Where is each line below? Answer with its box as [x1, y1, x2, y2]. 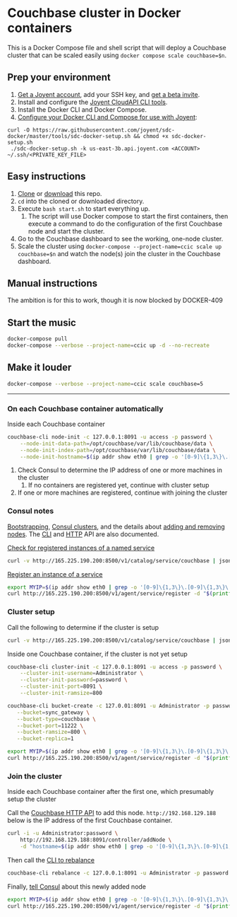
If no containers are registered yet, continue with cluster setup [28, 481, 209, 490]
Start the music [7, 316, 76, 328]
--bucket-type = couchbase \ [16, 715, 97, 722]
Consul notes [7, 506, 54, 516]
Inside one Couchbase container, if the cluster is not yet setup [7, 650, 188, 658]
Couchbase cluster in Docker [7, 5, 181, 21]
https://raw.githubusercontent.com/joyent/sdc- [32, 126, 175, 134]
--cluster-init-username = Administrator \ [20, 670, 143, 677]
